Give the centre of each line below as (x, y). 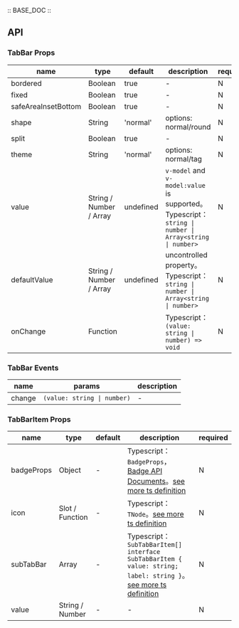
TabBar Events (33, 368)
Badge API (144, 471)
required (213, 438)
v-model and (186, 170)
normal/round (188, 127)
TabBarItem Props (39, 419)
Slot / (68, 509)
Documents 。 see (156, 481)
